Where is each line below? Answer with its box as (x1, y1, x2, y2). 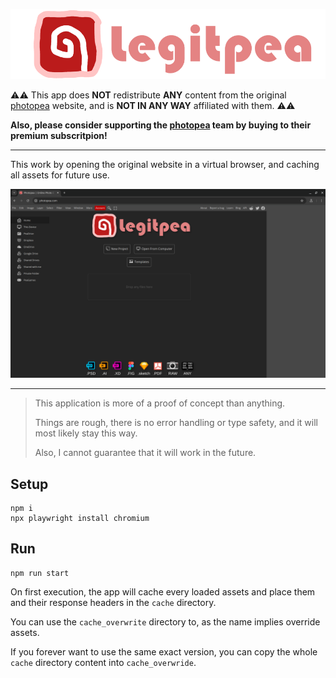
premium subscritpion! (10, 130, 108, 141)
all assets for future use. (10, 169, 110, 181)
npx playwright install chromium (10, 514, 150, 524)
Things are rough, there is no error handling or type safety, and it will (34, 417, 319, 429)
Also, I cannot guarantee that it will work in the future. (34, 447, 257, 459)
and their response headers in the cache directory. (10, 596, 217, 608)
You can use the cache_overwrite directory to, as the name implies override (10, 615, 321, 628)
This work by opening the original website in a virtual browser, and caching (10, 159, 320, 170)
